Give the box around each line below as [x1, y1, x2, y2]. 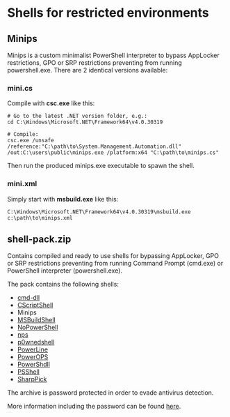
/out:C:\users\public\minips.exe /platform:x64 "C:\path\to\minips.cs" [7, 149, 219, 156]
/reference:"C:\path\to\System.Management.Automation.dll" [7, 143, 182, 151]
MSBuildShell [17, 316, 56, 324]
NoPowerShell [17, 323, 58, 332]
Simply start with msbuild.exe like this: [7, 195, 119, 203]
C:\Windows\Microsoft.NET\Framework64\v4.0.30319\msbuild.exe [7, 208, 191, 215]
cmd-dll [17, 294, 40, 302]
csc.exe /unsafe [7, 137, 54, 144]
